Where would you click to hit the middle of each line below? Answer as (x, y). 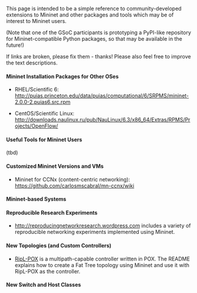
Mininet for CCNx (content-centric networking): (72, 179)
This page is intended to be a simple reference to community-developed (94, 9)
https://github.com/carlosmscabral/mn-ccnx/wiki (74, 185)
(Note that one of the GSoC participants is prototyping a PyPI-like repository (99, 32)
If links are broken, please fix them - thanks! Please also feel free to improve (98, 56)
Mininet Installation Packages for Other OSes (63, 76)
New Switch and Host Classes (44, 285)
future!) (15, 45)
